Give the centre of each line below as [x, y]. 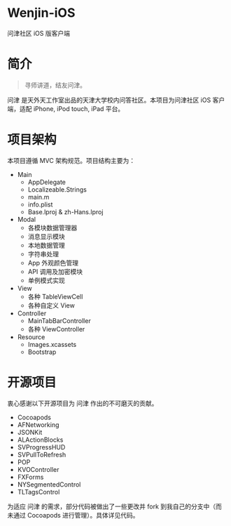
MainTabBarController [59, 320]
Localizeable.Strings [57, 189]
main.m [38, 197]
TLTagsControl [38, 492]
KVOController [38, 469]
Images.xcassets [52, 344]
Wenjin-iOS [41, 13]
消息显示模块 [46, 236]
